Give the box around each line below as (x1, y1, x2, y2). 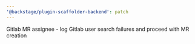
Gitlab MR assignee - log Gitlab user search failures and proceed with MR (6, 25, 190, 33)
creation (6, 31, 27, 39)
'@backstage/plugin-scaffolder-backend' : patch (6, 8, 129, 15)
